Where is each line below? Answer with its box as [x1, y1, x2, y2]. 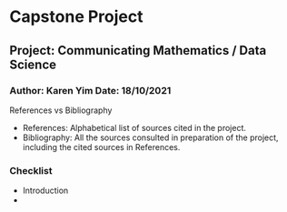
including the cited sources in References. [22, 141, 181, 152]
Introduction [22, 185, 69, 197]
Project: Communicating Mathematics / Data [9, 43, 267, 58]
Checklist [9, 164, 53, 177]
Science [9, 56, 57, 72]
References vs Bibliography [9, 105, 113, 116]
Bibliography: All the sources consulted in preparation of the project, [22, 132, 279, 143]
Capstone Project [9, 6, 143, 27]
